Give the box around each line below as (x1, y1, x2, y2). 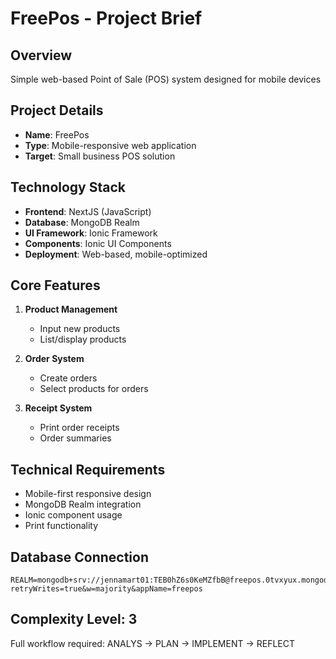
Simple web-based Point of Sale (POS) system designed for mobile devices (10, 73, 322, 85)
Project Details (10, 102, 104, 119)
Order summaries (39, 432, 112, 444)
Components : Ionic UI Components (24, 237, 172, 249)
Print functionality (24, 520, 99, 532)
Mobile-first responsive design (24, 488, 152, 500)
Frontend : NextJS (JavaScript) (24, 205, 152, 217)
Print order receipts (39, 422, 120, 434)
